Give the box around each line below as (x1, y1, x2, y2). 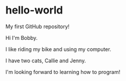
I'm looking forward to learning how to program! (5, 68, 121, 75)
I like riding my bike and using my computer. (5, 45, 111, 53)
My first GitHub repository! (5, 23, 70, 30)
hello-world (5, 4, 64, 17)
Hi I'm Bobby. (5, 34, 38, 41)
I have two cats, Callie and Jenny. (5, 57, 86, 64)
